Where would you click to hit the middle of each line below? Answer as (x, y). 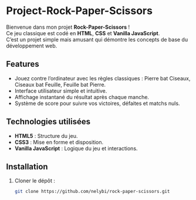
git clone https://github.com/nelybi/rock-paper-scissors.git (92, 192)
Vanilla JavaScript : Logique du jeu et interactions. (76, 148)
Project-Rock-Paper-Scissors (79, 11)
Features (23, 64)
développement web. (32, 46)
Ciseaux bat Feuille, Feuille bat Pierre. (60, 84)
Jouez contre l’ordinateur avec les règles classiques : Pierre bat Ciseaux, (102, 78)
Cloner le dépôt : (35, 181)
